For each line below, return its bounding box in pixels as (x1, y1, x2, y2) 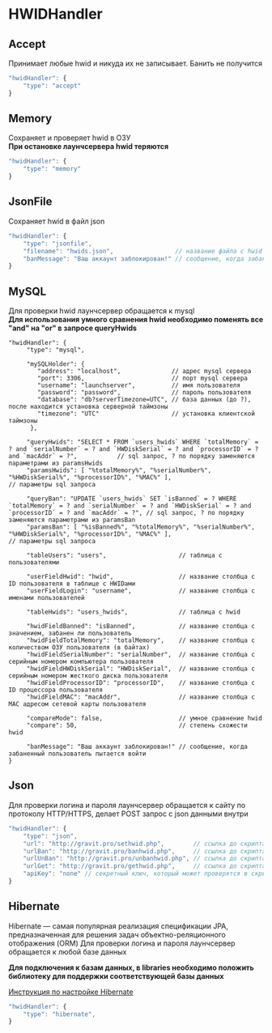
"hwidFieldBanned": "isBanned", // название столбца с (26, 623, 255, 631)
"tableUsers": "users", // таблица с (26, 551, 223, 559)
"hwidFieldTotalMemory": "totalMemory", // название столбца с (26, 636, 255, 644)
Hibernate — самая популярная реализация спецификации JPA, (8, 920, 229, 931)
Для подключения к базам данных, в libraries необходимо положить (8, 963, 255, 972)
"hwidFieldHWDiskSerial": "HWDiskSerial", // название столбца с (26, 665, 255, 673)
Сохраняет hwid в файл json (8, 216, 105, 226)
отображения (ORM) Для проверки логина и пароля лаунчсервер (8, 938, 236, 948)
